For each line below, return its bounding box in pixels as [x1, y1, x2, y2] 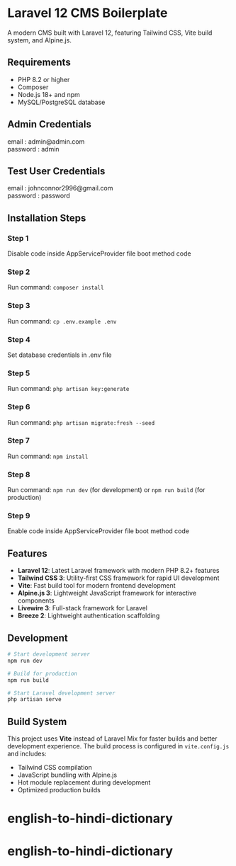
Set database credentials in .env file [7, 351, 112, 359]
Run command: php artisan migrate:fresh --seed [7, 418, 155, 426]
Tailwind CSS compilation [17, 763, 92, 772]
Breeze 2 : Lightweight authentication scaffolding [17, 611, 160, 620]
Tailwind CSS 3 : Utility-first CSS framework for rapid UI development [17, 574, 220, 582]
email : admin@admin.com [7, 137, 85, 146]
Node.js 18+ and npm [17, 90, 80, 98]
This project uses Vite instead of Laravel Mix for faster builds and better [7, 734, 218, 743]
